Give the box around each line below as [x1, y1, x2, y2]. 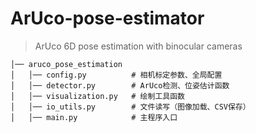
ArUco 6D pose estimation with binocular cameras [34, 40, 243, 52]
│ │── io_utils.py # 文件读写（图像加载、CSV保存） [10, 102, 251, 112]
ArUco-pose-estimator [10, 7, 205, 30]
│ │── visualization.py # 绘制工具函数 [10, 91, 185, 101]
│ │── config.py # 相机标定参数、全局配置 [10, 70, 223, 80]
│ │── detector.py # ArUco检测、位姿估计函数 [10, 80, 230, 91]
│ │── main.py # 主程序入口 [10, 112, 178, 122]
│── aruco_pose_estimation [10, 59, 123, 69]
